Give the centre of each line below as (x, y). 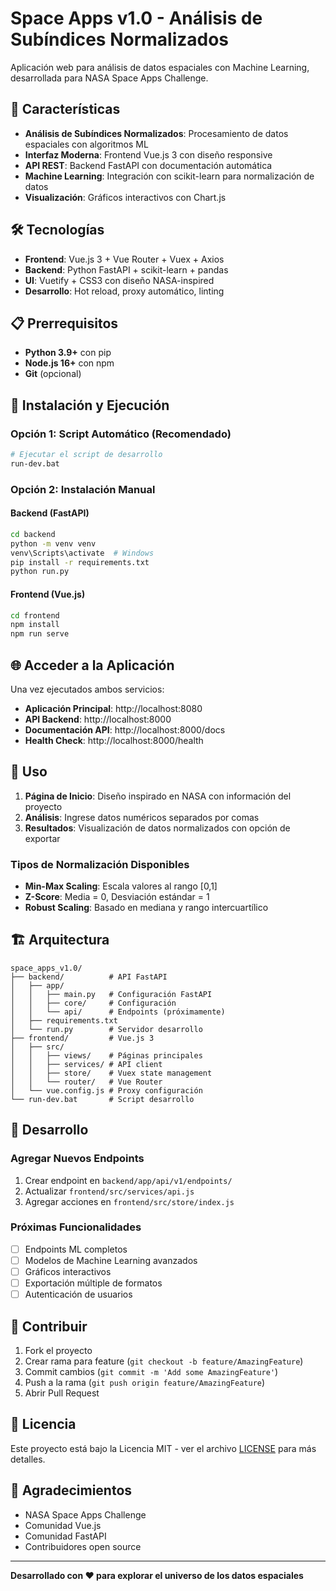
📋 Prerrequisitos (64, 323)
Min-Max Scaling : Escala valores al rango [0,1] (121, 886)
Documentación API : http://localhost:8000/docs (125, 729)
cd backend (33, 534)
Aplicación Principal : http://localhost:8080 (113, 708)
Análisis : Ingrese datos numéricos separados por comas (142, 817)
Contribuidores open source (83, 1546)
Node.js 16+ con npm (69, 363)
